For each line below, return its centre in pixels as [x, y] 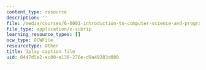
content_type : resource [37, 12]
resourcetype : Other [33, 46]
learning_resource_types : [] [44, 35]
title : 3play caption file [41, 52]
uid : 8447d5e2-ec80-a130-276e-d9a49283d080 [63, 57]
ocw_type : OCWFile [30, 40]
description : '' [27, 18]
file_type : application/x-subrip [49, 29]
